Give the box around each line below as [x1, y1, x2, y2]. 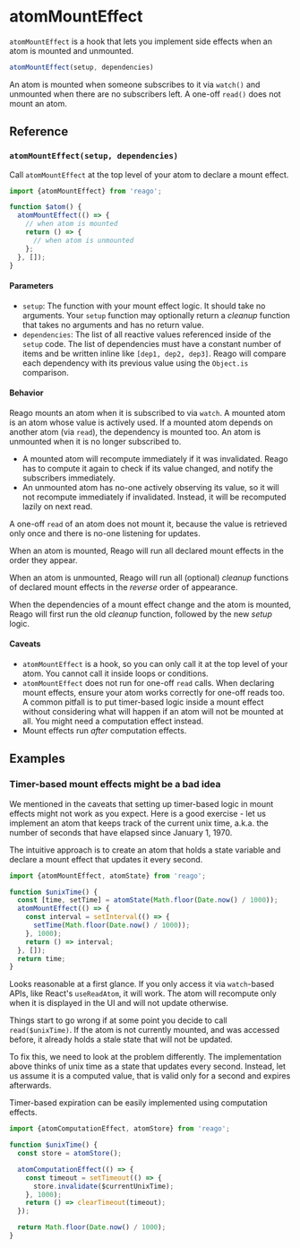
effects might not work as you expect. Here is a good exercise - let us [9, 808, 267, 819]
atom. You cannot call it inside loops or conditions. [21, 668, 209, 679]
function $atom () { [9, 203, 82, 212]
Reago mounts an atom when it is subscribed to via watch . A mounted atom [9, 407, 286, 418]
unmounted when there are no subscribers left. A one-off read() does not [9, 88, 281, 100]
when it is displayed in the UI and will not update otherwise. [9, 998, 229, 1009]
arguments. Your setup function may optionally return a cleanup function [21, 309, 291, 320]
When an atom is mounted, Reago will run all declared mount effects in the [9, 545, 284, 556]
